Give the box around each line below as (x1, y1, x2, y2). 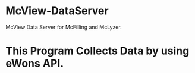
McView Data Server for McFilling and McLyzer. (5, 24, 122, 31)
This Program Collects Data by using (5, 44, 190, 58)
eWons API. (5, 57, 64, 70)
